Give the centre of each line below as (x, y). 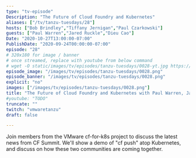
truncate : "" (22, 104)
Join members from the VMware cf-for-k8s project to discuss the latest (92, 137)
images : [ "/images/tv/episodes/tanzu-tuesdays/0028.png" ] (78, 88)
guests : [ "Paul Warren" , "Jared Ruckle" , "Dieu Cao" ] (70, 33)
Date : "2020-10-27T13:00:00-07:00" (49, 39)
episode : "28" (23, 50)
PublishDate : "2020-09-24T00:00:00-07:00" (58, 44)
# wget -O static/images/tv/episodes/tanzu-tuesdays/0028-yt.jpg (87, 66)
